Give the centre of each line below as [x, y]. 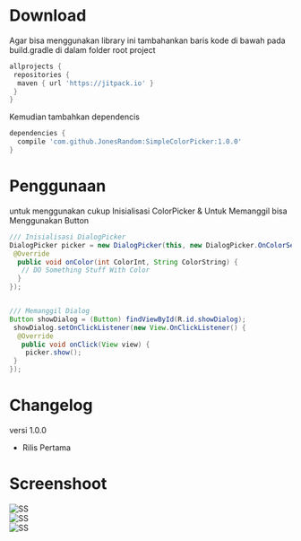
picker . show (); [54, 353]
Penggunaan [58, 186]
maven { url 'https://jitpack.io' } [86, 83]
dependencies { [38, 134]
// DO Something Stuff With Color [86, 270]
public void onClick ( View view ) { [86, 345]
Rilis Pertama [47, 447]
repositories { [41, 74]
